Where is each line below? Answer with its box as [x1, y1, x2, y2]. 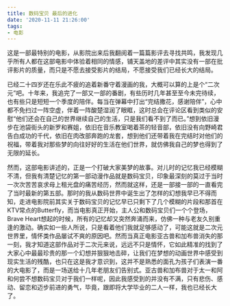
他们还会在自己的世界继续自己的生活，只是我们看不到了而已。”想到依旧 [16, 114, 214, 123]
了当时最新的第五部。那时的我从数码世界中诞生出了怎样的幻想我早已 [7, 189, 199, 197]
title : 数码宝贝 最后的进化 [7, 10, 78, 17]
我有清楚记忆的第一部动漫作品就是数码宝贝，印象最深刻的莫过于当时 [30, 172, 223, 180]
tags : [7, 23, 23, 29]
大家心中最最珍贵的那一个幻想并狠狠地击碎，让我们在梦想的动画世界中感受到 [7, 249, 223, 257]
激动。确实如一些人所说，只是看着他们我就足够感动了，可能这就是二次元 [18, 223, 223, 231]
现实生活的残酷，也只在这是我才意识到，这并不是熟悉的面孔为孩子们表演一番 [7, 257, 223, 266]
